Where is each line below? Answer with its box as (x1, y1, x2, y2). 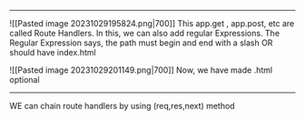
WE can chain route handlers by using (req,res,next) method (9, 101, 235, 111)
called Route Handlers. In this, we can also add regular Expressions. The (9, 28, 280, 38)
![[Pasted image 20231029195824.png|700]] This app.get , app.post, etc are (9, 18, 295, 28)
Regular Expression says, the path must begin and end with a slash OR (9, 37, 273, 48)
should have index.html (9, 47, 97, 57)
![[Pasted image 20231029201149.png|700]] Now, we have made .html (9, 65, 273, 75)
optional (9, 75, 40, 85)
